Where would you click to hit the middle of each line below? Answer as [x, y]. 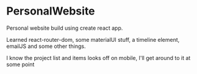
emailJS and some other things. [46, 46]
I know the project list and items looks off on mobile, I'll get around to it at [99, 58]
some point [20, 64]
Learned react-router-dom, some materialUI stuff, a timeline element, [93, 39]
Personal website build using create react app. [65, 28]
